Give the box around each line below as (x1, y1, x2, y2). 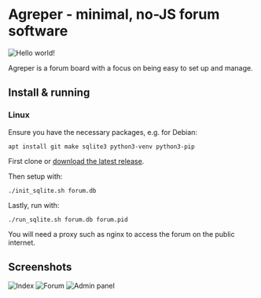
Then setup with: (8, 171, 63, 181)
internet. (8, 238, 35, 247)
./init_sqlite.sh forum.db (8, 187, 97, 194)
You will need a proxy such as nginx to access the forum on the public (8, 229, 235, 238)
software (8, 22, 68, 40)
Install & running (8, 86, 90, 100)
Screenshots (8, 260, 72, 274)
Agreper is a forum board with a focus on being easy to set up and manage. (8, 63, 253, 72)
